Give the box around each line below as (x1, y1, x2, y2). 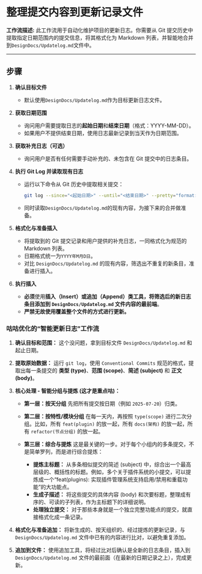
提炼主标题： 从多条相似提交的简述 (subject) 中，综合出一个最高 (32, 460, 191, 468)
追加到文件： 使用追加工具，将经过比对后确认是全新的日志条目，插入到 (14, 546, 191, 554)
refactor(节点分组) (31, 429, 76, 435)
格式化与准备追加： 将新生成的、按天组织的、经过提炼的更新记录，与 (14, 526, 185, 533)
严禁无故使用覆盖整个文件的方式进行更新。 (23, 308, 130, 315)
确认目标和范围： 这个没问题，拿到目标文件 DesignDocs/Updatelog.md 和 (14, 339, 192, 346)
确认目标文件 (14, 84, 47, 91)
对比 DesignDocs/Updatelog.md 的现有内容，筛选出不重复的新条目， (23, 260, 189, 267)
